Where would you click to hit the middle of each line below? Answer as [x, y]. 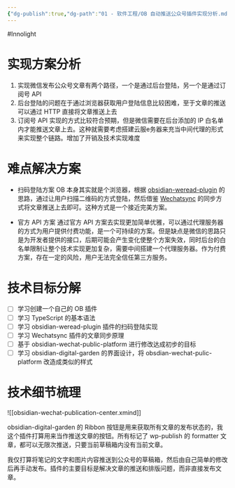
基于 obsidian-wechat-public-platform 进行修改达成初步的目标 [107, 344]
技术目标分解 [44, 288]
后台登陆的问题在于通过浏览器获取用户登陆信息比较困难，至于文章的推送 [121, 103]
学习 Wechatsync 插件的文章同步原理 [71, 335]
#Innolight [22, 34]
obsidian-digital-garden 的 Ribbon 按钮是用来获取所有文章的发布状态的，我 [115, 427]
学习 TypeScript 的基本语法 [56, 317]
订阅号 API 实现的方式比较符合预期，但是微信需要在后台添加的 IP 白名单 [120, 120]
